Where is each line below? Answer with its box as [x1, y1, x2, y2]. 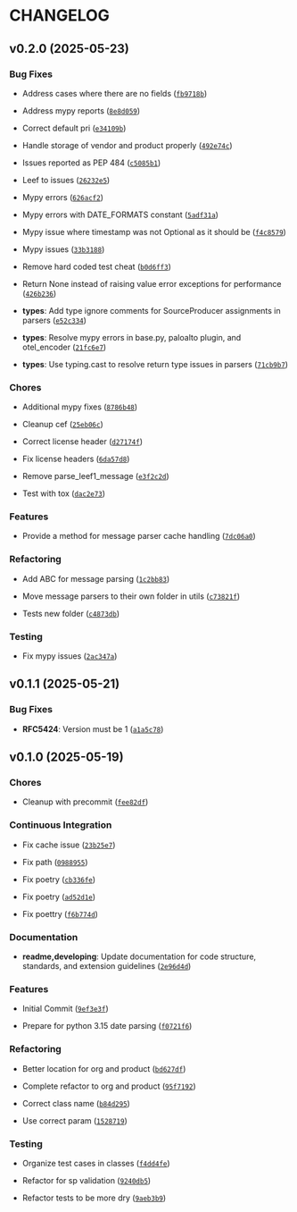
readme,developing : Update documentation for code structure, [21, 951, 257, 962]
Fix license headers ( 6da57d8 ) [21, 453, 130, 465]
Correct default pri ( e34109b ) [21, 122, 127, 133]
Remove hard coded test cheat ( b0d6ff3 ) [21, 261, 171, 272]
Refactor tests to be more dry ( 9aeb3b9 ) [21, 1192, 167, 1203]
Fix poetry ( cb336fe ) [21, 873, 96, 885]
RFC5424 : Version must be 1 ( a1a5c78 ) [21, 723, 164, 734]
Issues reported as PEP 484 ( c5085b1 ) [21, 157, 161, 168]
